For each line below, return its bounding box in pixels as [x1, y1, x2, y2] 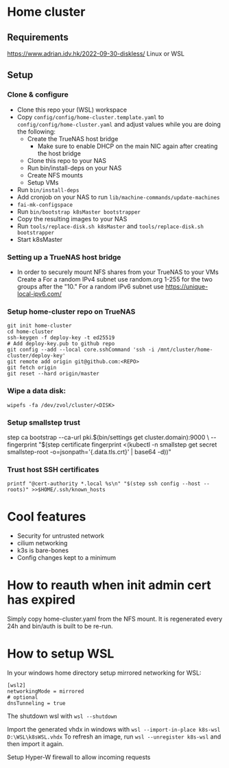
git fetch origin [7, 364, 57, 371]
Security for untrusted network [16, 532, 105, 540]
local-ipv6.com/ [16, 289, 62, 298]
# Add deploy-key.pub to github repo [7, 340, 115, 347]
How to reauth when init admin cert [7, 578, 211, 593]
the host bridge [37, 149, 81, 158]
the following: [16, 127, 56, 136]
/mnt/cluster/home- [157, 347, 213, 354]
